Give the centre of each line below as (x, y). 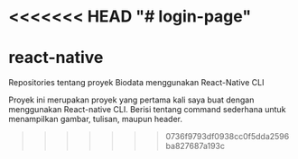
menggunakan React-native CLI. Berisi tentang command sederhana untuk (147, 110)
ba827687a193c (196, 146)
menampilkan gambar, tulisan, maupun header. (95, 119)
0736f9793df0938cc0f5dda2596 (228, 137)
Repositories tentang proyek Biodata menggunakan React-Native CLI (136, 83)
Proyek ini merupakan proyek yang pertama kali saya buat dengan (131, 100)
